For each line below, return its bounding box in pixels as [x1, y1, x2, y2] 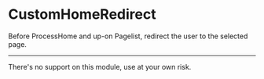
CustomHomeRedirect [8, 5, 156, 23]
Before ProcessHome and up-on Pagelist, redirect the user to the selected [8, 31, 248, 41]
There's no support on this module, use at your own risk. [8, 62, 192, 71]
